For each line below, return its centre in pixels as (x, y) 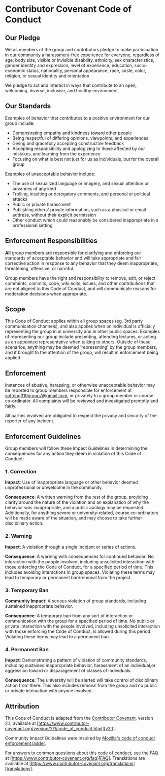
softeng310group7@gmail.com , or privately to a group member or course (79, 396)
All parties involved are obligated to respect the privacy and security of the (81, 416)
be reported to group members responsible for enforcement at (68, 390)
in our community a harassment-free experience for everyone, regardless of (82, 55)
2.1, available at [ (22, 723)
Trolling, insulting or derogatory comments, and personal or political (81, 194)
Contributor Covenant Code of (68, 9)
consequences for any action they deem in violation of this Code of (73, 454)
